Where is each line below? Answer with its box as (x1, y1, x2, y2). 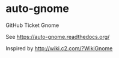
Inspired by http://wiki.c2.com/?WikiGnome (5, 44, 113, 52)
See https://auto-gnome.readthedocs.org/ (5, 33, 110, 40)
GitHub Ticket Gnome (5, 22, 59, 29)
